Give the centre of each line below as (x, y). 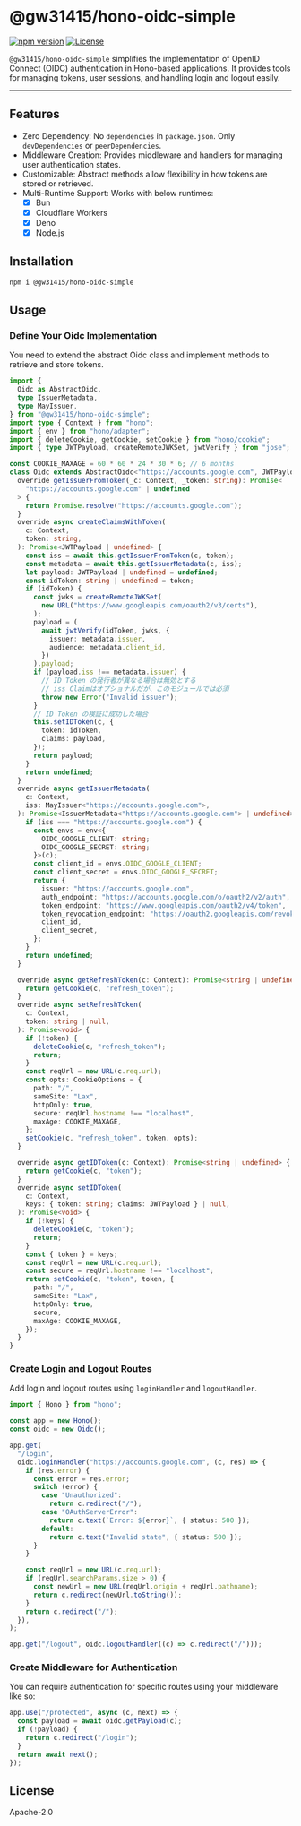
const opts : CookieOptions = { (84, 1080)
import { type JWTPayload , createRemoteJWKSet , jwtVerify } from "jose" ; (150, 448)
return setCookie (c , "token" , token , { (100, 1279)
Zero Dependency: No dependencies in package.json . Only (129, 135)
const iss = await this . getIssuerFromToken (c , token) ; (130, 556)
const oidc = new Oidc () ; (57, 1430)
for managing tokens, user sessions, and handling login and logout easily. (145, 77)
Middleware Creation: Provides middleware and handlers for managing (152, 155)
